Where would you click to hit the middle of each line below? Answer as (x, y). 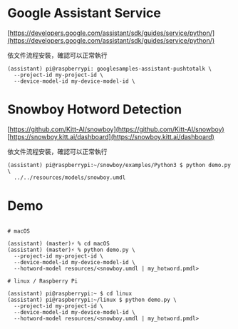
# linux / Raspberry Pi (43, 281)
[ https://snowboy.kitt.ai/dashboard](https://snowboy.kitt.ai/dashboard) (111, 136)
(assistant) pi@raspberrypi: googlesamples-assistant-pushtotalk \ (110, 69)
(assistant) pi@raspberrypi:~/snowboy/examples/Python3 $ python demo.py (119, 165)
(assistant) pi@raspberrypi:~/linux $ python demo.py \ (92, 300)
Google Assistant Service (84, 13)
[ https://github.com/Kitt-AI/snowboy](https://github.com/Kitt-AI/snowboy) (116, 129)
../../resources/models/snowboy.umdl (70, 177)
